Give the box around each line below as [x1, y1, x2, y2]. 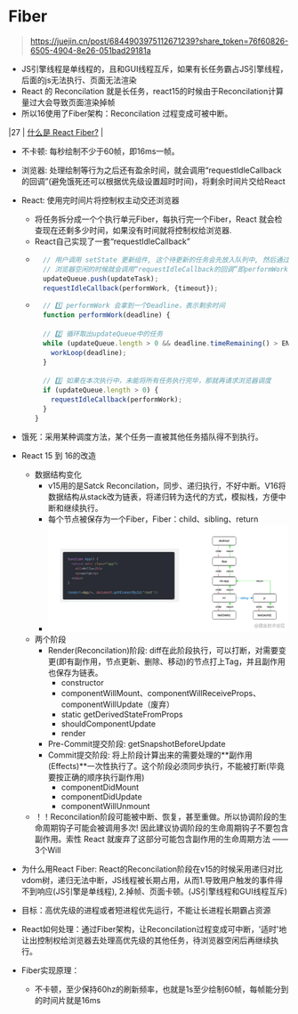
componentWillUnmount [60, 801, 150, 812]
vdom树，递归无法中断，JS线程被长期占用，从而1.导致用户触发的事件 [20, 875, 276, 886]
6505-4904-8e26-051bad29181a [29, 45, 151, 55]
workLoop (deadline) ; [51, 348, 127, 357]
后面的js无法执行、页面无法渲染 [20, 74, 137, 85]
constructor [60, 677, 104, 688]
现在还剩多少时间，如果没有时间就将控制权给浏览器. [42, 224, 232, 235]
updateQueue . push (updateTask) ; [42, 274, 159, 283]
